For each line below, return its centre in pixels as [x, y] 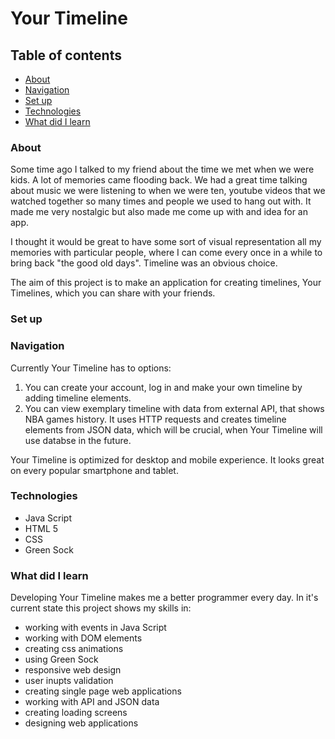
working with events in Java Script [95, 628]
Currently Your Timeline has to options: [91, 368]
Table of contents [66, 55]
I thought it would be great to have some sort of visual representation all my [166, 242]
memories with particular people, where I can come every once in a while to [166, 253]
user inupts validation [69, 681]
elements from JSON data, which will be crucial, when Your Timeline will [173, 429]
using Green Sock [61, 659]
